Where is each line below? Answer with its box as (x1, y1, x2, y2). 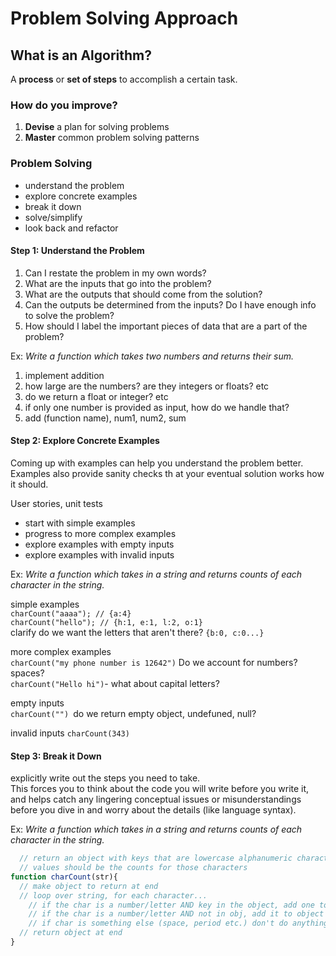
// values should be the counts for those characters (19, 863, 248, 873)
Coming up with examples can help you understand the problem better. (10, 457, 304, 469)
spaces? (10, 667, 45, 679)
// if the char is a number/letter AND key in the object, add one (28, 900, 315, 910)
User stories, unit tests (10, 498, 104, 509)
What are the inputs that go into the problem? (24, 277, 212, 289)
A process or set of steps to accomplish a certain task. (10, 73, 238, 85)
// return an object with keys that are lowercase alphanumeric (19, 853, 293, 864)
